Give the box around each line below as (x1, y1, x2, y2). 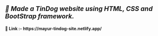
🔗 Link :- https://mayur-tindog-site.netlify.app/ (5, 25, 102, 31)
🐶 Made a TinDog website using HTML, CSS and (5, 5, 153, 13)
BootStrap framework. (5, 12, 75, 21)
